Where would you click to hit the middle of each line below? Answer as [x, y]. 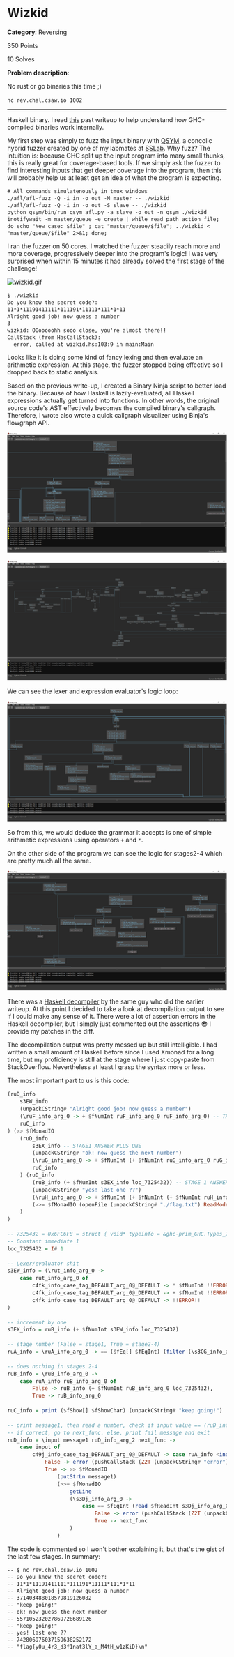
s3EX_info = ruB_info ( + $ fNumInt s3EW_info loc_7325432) [93, 1330]
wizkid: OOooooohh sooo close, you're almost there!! [87, 330]
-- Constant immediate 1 [43, 1241]
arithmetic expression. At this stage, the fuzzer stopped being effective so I [115, 365]
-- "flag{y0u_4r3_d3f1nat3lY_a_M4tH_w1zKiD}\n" [78, 1647]
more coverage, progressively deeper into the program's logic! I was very [112, 253]
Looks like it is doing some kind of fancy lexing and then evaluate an [105, 357]
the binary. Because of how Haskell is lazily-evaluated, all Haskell [101, 393]
